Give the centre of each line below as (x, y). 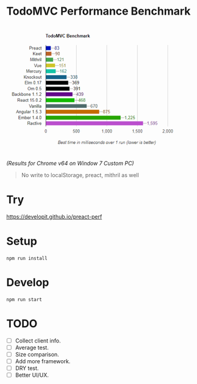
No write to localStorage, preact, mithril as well (80, 175)
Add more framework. (43, 361)
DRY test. (27, 368)
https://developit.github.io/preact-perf (54, 217)
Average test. (32, 347)
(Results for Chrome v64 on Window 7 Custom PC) (70, 164)
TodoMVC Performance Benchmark (99, 11)
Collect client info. (38, 341)
